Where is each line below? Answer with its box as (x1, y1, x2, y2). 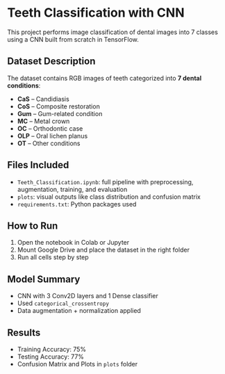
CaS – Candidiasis (17, 95, 69, 103)
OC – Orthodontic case (17, 124, 83, 133)
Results (7, 327, 41, 339)
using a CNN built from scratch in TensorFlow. (7, 35, 139, 43)
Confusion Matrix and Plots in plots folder (17, 360, 138, 368)
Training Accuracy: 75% (17, 345, 87, 353)
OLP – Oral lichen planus (17, 131, 88, 140)
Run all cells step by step (17, 253, 89, 261)
